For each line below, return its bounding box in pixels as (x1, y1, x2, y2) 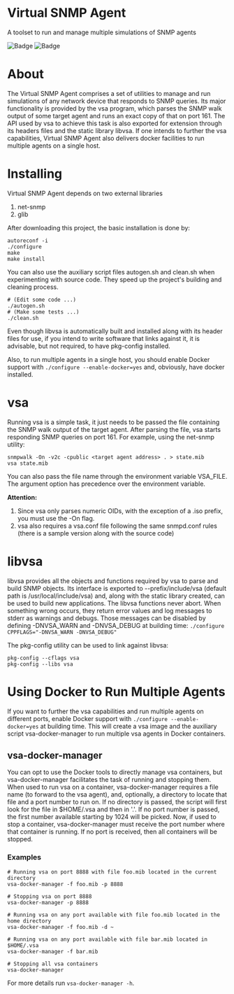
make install (7, 255, 45, 262)
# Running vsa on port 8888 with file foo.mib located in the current (7, 868, 217, 876)
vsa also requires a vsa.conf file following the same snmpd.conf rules (17, 521, 218, 530)
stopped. (7, 835, 34, 843)
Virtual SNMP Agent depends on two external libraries (7, 189, 163, 197)
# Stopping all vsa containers (7, 960, 98, 967)
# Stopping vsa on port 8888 (7, 892, 92, 900)
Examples (7, 853, 42, 862)
